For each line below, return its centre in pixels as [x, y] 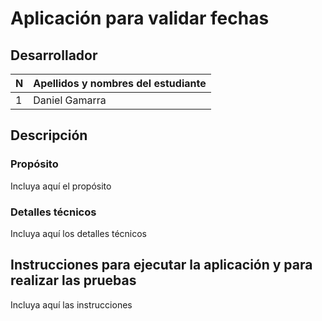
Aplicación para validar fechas [140, 18]
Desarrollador [54, 55]
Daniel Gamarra [70, 100]
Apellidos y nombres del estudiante [120, 83]
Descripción [49, 135]
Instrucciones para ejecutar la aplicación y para [161, 265]
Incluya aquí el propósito [61, 186]
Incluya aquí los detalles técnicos [79, 233]
